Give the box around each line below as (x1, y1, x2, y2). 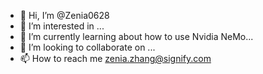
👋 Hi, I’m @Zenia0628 (19, 10, 110, 21)
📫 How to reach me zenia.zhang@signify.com (19, 53, 212, 64)
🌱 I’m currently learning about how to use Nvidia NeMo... (19, 31, 254, 42)
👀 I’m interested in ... (19, 20, 105, 32)
